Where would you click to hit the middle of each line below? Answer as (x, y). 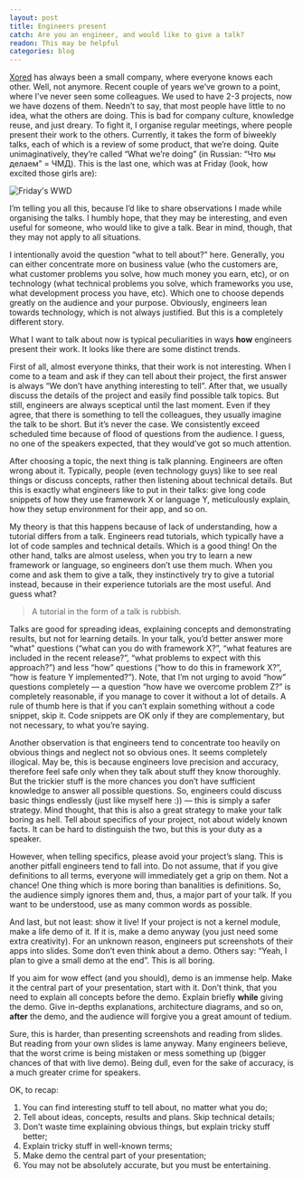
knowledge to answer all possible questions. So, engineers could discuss (146, 791)
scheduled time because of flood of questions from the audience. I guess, (147, 434)
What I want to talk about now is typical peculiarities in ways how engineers (151, 339)
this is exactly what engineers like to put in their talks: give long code (138, 490)
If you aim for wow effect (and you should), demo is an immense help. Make (151, 978)
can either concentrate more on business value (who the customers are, (144, 264)
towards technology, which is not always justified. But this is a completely (146, 312)
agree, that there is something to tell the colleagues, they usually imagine (146, 415)
